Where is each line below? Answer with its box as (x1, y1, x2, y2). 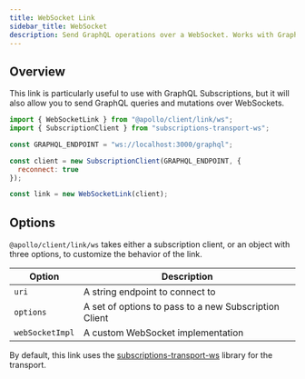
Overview (9, 64, 66, 79)
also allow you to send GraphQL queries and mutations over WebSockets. (9, 97, 285, 109)
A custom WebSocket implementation (83, 326, 244, 339)
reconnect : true (17, 165, 79, 174)
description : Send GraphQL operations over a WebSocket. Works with (9, 30, 274, 39)
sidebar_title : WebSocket (9, 22, 107, 31)
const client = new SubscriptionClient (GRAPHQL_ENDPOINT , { (9, 156, 242, 165)
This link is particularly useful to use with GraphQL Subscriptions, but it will (9, 88, 290, 99)
